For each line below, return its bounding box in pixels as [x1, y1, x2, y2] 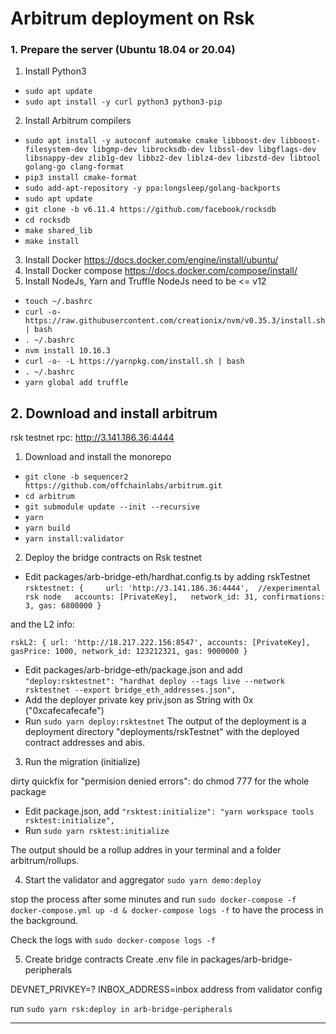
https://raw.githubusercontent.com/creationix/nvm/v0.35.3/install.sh [24, 316, 326, 326]
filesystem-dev [24, 145, 89, 155]
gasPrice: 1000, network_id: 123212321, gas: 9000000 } [10, 647, 248, 657]
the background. [10, 915, 79, 927]
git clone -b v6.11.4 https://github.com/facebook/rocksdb [24, 205, 277, 215]
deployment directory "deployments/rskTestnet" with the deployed [24, 726, 300, 738]
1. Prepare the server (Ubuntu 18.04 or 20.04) [10, 43, 236, 57]
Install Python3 [24, 65, 87, 77]
